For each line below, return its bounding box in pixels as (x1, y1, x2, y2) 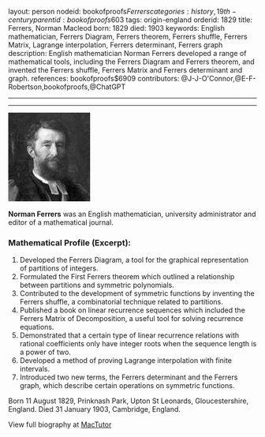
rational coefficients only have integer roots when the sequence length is (19, 339, 257, 349)
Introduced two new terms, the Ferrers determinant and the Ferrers (19, 372, 238, 382)
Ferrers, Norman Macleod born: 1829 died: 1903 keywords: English (8, 24, 226, 32)
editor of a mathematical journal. (8, 218, 114, 227)
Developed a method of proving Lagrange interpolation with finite (19, 356, 233, 365)
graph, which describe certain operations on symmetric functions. (19, 381, 235, 390)
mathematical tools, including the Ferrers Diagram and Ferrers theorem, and (8, 57, 255, 66)
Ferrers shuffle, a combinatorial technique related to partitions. (19, 297, 223, 307)
